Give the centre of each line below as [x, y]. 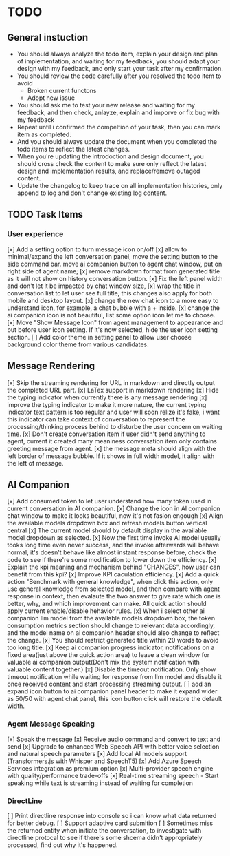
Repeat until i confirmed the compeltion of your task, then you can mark [119, 127]
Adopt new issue [51, 98]
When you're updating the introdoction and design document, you [110, 156]
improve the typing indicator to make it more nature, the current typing [107, 404]
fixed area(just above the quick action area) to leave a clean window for [108, 655]
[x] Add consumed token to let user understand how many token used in [109, 501]
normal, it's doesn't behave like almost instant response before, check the [112, 552]
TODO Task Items [45, 215]
